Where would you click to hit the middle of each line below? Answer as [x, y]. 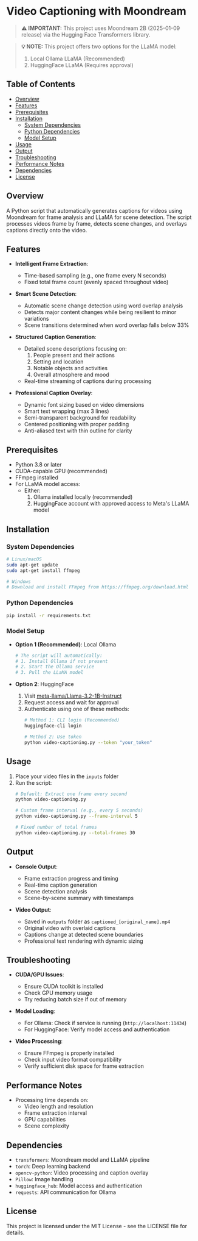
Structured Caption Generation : [56, 337]
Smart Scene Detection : [46, 294]
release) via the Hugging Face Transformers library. [86, 34]
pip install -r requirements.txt [49, 615]
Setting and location [58, 362]
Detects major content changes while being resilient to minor [100, 312]
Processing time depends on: [52, 1100]
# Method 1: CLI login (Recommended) [72, 720]
